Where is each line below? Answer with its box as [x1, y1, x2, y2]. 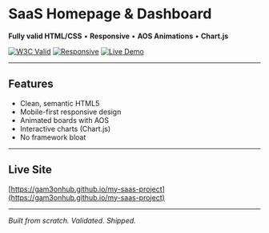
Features [8, 77, 54, 91]
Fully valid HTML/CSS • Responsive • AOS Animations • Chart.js [8, 31, 229, 41]
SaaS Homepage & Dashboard [8, 5, 212, 23]
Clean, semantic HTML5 [19, 98, 100, 108]
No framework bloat [19, 132, 86, 142]
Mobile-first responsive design [19, 107, 122, 116]
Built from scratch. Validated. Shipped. [8, 215, 136, 225]
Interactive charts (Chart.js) [19, 124, 111, 133]
